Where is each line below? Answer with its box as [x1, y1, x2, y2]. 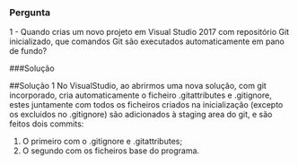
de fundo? [9, 46, 48, 56]
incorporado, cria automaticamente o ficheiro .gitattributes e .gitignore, [9, 90, 272, 100]
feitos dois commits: [9, 118, 84, 129]
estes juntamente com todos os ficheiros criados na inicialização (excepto [9, 100, 284, 110]
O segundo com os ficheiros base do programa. [22, 145, 200, 156]
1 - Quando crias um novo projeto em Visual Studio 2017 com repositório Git [9, 27, 290, 38]
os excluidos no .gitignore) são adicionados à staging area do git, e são [9, 109, 273, 120]
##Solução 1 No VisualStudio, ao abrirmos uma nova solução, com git [9, 81, 267, 91]
